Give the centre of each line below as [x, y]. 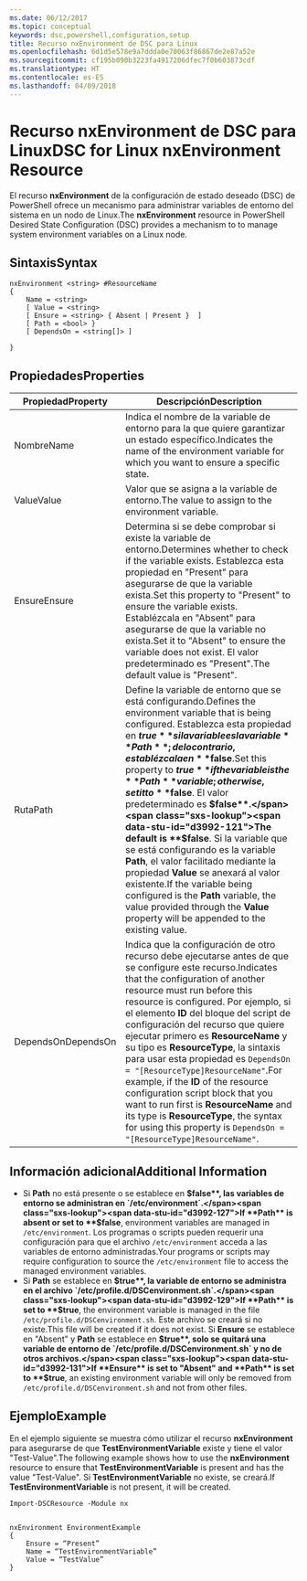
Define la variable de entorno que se [203, 690]
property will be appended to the [196, 918]
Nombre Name [44, 446]
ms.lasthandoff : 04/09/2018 [63, 86]
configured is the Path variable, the [201, 896]
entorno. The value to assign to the [198, 501]
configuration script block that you [199, 1093]
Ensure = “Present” [63, 1544]
